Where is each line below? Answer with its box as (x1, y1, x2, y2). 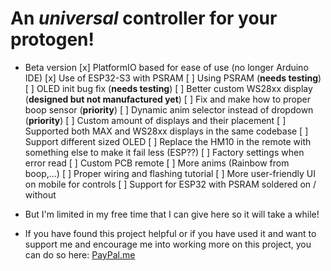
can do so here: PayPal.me (24, 248, 136, 261)
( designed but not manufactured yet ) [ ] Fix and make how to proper (24, 93, 312, 105)
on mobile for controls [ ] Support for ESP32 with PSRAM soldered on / (24, 178, 317, 190)
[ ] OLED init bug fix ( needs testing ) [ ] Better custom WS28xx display (24, 82, 313, 94)
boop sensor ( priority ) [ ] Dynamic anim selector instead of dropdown (24, 103, 314, 116)
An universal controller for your (10, 7, 278, 30)
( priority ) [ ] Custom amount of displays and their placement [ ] (24, 114, 287, 126)
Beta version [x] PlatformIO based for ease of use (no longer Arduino (24, 61, 309, 73)
